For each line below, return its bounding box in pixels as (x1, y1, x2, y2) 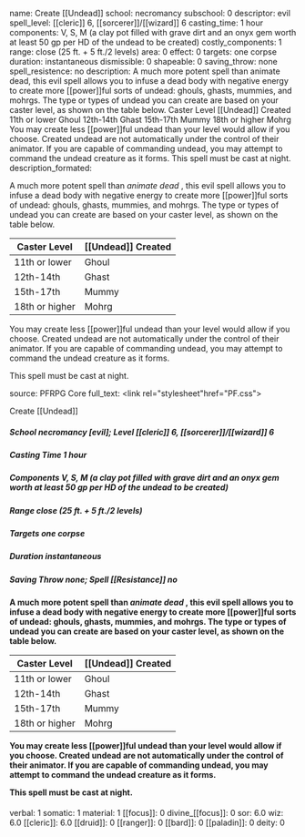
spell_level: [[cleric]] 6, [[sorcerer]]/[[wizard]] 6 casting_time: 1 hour (9, 17, 264, 28)
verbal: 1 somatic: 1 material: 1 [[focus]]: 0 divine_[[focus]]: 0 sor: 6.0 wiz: (9, 807, 284, 818)
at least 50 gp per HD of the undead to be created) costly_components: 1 (9, 36, 282, 47)
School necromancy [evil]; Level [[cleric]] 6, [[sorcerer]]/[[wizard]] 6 (9, 426, 275, 437)
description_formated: (9, 163, 93, 173)
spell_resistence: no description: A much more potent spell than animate (9, 66, 280, 77)
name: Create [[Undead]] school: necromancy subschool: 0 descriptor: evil (9, 8, 291, 18)
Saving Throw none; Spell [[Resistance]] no (9, 574, 178, 585)
